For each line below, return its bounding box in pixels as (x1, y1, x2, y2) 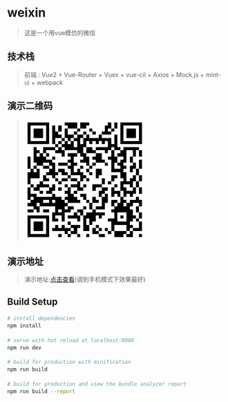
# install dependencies (7, 315, 76, 322)
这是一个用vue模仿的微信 (23, 28, 96, 37)
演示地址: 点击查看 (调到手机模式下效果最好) (23, 275, 146, 284)
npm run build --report (7, 387, 76, 395)
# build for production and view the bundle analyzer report (7, 381, 187, 388)
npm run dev (7, 344, 41, 351)
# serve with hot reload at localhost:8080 (7, 337, 135, 344)
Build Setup (7, 295, 58, 307)
